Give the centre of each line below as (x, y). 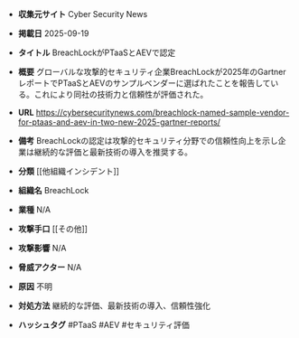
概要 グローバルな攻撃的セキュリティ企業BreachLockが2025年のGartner (152, 72)
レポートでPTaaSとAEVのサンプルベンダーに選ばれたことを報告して (144, 83)
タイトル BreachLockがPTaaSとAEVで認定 (97, 52)
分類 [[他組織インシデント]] (69, 171)
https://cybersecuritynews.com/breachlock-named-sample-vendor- (163, 113)
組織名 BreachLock (53, 190)
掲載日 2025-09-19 (53, 33)
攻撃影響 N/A (42, 248)
